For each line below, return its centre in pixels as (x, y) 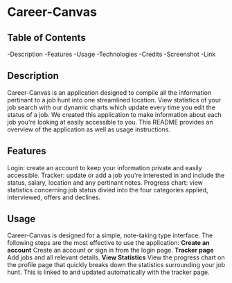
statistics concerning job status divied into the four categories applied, (108, 190)
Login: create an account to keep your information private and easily (105, 167)
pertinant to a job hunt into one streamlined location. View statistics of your (114, 100)
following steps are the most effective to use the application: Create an (108, 243)
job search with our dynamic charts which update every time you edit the (111, 107)
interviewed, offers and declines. (54, 197)
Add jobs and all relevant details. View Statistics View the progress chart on (116, 257)
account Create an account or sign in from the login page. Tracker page (110, 250)
